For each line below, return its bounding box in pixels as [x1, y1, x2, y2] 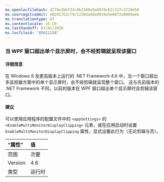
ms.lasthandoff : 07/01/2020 [5, 26, 64, 31]
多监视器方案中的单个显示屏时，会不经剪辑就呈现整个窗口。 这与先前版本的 [5, 79, 160, 85]
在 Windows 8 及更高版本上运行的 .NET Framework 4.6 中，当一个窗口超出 [5, 73, 159, 79]
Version [7, 160, 26, 167]
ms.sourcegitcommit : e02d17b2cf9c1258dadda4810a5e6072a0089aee [5, 12, 140, 17]
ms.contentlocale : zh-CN [5, 21, 57, 26]
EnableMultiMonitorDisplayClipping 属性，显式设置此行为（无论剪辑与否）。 [5, 128, 161, 134]
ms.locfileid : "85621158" [5, 30, 59, 35]
